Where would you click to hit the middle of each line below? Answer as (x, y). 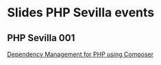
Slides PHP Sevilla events (81, 13)
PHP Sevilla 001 (41, 38)
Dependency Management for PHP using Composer (80, 54)
